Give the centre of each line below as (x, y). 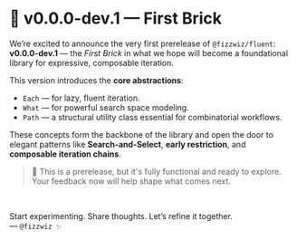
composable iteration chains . (66, 154)
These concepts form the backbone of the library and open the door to (142, 134)
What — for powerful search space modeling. (105, 107)
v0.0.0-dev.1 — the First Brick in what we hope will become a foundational (148, 53)
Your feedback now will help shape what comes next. (131, 181)
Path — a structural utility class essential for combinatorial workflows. (152, 117)
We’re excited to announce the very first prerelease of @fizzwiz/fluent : (143, 43)
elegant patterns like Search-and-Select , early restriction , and (128, 144)
